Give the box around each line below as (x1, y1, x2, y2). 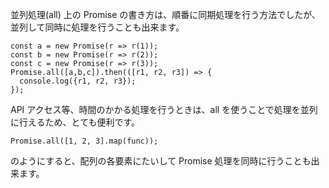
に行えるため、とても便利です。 (10, 116, 141, 128)
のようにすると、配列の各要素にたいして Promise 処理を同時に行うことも (10, 155, 312, 167)
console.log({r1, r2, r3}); (19, 76, 137, 86)
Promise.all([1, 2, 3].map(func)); (10, 136, 159, 146)
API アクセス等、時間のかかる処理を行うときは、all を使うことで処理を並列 (10, 104, 318, 115)
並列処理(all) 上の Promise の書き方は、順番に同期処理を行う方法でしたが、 (10, 9, 321, 20)
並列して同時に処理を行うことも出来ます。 (10, 21, 185, 33)
